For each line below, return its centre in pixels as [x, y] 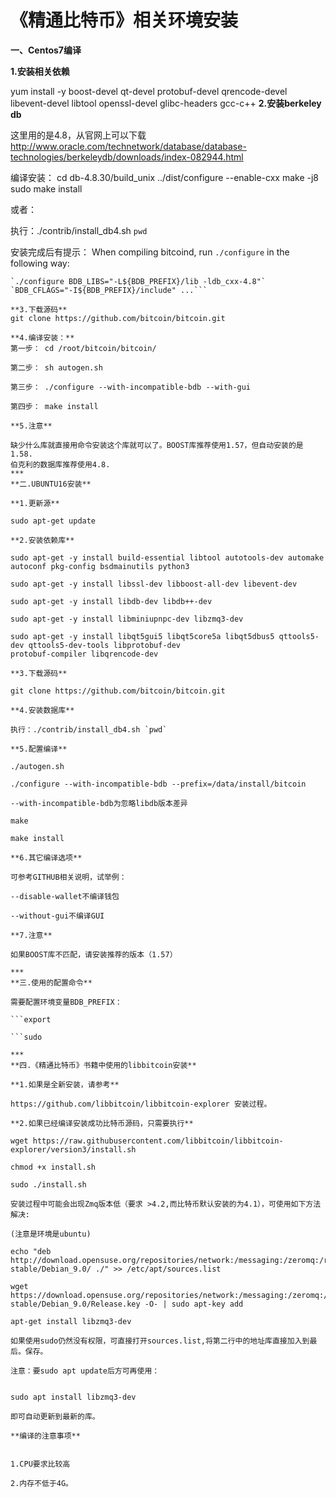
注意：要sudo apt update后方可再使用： [85, 1371]
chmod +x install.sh [53, 1167]
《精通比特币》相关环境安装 [124, 20]
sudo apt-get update [53, 521]
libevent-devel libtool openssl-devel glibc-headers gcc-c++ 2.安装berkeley [166, 103]
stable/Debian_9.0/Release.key [75, 1304]
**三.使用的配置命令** [51, 982]
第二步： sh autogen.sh [56, 367]
